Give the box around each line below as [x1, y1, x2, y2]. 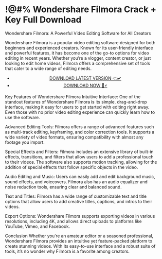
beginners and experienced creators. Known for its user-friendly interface [5, 45, 153, 51]
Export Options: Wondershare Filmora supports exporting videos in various [5, 213, 155, 219]
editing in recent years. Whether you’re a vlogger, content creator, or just [5, 55, 151, 61]
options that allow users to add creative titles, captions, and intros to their [5, 198, 152, 204]
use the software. [5, 114, 40, 120]
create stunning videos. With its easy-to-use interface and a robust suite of [5, 243, 156, 249]
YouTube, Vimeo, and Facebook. [5, 223, 70, 229]
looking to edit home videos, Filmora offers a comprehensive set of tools [5, 60, 150, 66]
